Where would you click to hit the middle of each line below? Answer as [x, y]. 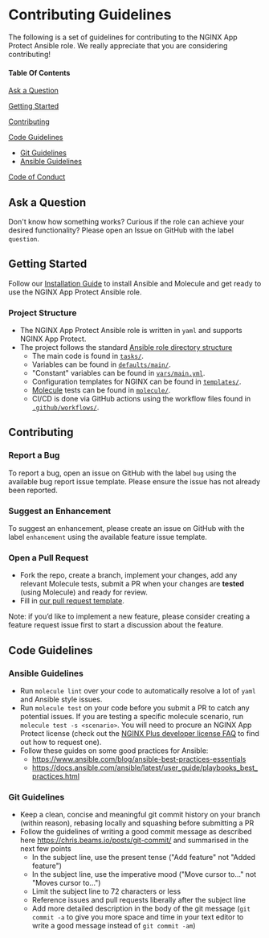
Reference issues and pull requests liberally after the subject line [139, 900]
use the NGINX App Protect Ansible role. [75, 292]
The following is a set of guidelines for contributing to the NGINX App [123, 37]
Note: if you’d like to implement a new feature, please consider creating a [129, 616]
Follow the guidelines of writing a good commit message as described [136, 832]
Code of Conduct [37, 177]
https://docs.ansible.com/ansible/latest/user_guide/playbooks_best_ [145, 768]
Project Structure [43, 313]
